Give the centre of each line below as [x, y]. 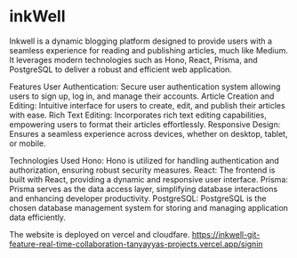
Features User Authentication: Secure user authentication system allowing [145, 86]
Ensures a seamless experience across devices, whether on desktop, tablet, [148, 133]
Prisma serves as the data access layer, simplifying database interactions [144, 189]
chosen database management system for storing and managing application [149, 207]
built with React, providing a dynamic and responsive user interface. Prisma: [149, 179]
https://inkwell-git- [226, 234]
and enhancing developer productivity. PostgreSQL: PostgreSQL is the [138, 198]
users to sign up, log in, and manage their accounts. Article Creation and [142, 96]
